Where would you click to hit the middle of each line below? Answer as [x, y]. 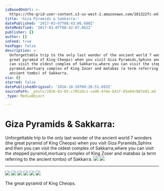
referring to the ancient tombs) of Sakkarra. [49, 159]
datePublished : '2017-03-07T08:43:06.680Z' [50, 23]
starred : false [20, 82]
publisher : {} [20, 32]
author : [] [16, 37]
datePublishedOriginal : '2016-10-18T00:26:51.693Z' [59, 87]
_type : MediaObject [25, 96]
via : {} [13, 78]
